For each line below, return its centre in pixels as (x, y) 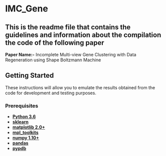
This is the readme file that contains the (68, 27)
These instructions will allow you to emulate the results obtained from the (80, 87)
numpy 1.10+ (26, 138)
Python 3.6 (24, 117)
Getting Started (30, 76)
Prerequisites (22, 106)
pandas (20, 143)
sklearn (20, 122)
